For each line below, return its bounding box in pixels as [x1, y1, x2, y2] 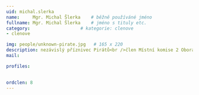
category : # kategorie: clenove [6, 25, 134, 31]
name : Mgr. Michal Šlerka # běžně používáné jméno [6, 14, 152, 20]
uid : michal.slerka [6, 8, 54, 15]
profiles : [6, 63, 31, 69]
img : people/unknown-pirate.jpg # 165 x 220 [6, 42, 123, 47]
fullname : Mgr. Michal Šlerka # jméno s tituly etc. [6, 20, 147, 26]
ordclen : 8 [6, 80, 33, 85]
